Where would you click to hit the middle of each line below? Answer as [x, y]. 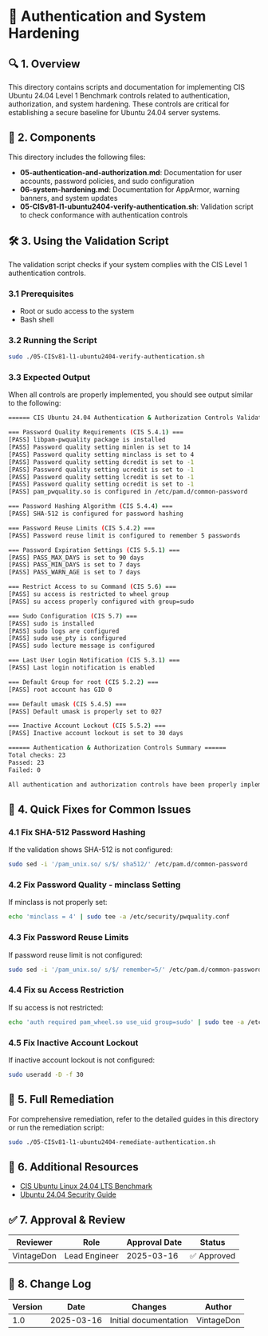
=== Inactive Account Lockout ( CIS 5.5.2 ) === [87, 726]
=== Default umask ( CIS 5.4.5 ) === [67, 704]
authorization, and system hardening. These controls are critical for [119, 104]
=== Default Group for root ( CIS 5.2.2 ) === [83, 682]
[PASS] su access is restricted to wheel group [89, 594]
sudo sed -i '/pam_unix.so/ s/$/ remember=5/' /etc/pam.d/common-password [135, 970]
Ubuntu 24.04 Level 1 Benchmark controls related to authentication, [119, 96]
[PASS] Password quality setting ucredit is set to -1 [101, 470]
